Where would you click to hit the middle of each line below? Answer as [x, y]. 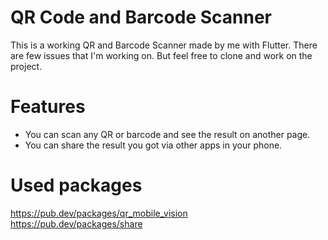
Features [48, 107]
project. [26, 66]
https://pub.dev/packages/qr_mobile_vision [99, 213]
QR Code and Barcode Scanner [141, 17]
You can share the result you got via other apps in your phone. [153, 145]
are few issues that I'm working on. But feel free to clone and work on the [161, 55]
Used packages [76, 185]
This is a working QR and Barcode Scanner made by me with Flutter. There [164, 45]
